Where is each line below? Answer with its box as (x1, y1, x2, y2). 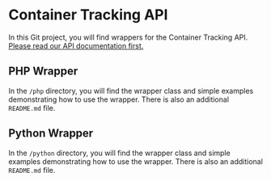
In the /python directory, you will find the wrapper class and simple (8, 148, 231, 158)
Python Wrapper (8, 127, 94, 141)
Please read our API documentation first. (8, 40, 144, 50)
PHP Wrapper (8, 65, 78, 78)
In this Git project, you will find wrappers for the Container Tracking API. (8, 32, 248, 42)
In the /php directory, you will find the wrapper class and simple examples (8, 86, 254, 95)
